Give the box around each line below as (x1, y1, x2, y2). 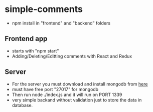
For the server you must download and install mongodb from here (12, 81, 148, 87)
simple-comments (5, 3, 83, 15)
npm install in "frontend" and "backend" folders (12, 20, 111, 26)
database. (12, 102, 33, 108)
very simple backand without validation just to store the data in (12, 96, 142, 103)
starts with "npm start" (12, 47, 59, 53)
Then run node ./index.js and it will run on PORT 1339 (12, 91, 122, 97)
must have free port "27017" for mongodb (12, 86, 99, 92)
